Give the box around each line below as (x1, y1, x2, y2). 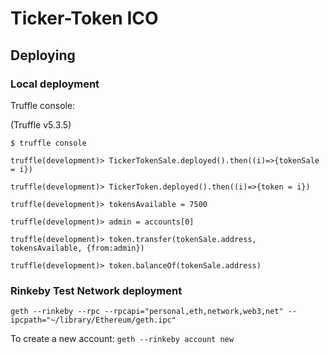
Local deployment (10, 77, 100, 91)
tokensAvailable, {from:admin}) (10, 243, 145, 253)
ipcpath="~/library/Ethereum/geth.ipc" (10, 315, 177, 326)
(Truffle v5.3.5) (10, 118, 72, 131)
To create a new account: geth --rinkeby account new (10, 333, 234, 345)
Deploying (10, 47, 76, 64)
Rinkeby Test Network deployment (10, 283, 183, 297)
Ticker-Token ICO (10, 7, 159, 30)
